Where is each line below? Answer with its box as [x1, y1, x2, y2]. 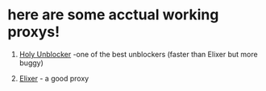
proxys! [7, 23, 60, 41]
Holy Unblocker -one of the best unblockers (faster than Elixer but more [19, 49, 259, 59]
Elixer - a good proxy [19, 73, 89, 83]
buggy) [19, 58, 44, 68]
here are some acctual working [7, 6, 219, 24]
